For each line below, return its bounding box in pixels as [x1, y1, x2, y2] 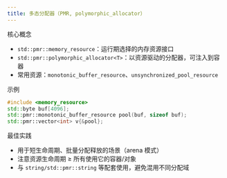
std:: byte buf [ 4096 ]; [7, 105, 70, 112]
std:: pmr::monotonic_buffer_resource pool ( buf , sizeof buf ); [7, 112, 188, 119]
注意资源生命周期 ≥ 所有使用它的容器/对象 [17, 155, 136, 163]
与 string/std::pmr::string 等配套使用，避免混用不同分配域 [17, 164, 190, 172]
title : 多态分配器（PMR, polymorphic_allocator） [7, 10, 146, 17]
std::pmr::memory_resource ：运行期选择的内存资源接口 [17, 44, 174, 52]
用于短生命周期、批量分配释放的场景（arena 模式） [17, 146, 163, 155]
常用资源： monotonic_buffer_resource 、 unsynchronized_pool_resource [17, 70, 219, 79]
